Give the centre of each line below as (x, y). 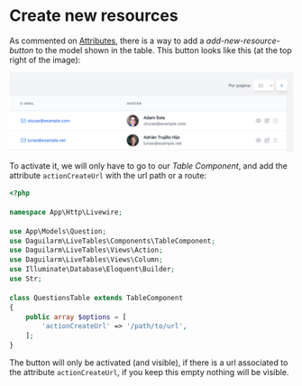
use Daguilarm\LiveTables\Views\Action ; (87, 250)
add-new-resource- (243, 41)
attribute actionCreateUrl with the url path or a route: (108, 176)
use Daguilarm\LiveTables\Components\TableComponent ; (113, 241)
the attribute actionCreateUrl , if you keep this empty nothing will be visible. (149, 372)
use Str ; (26, 279)
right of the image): (45, 60)
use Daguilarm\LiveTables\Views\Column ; (87, 260)
